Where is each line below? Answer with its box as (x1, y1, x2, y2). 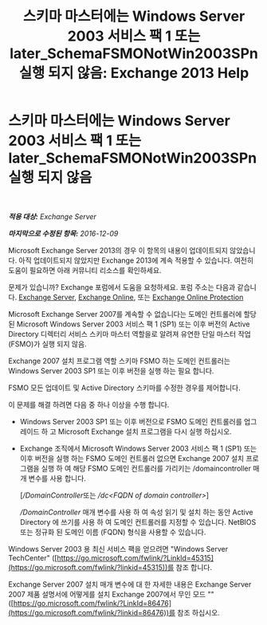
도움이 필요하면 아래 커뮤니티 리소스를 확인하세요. (8, 265, 162, 275)
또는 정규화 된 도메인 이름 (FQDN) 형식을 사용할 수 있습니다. (19, 527, 206, 537)
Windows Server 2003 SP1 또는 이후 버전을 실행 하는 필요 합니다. (8, 365, 214, 375)
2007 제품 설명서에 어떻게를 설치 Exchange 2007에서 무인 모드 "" (8, 589, 214, 599)
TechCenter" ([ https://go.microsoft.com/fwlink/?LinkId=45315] (8, 553, 214, 562)
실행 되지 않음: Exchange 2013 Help (18, 64, 249, 82)
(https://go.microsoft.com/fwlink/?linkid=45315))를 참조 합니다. (8, 562, 213, 572)
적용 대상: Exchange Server (8, 212, 97, 221)
